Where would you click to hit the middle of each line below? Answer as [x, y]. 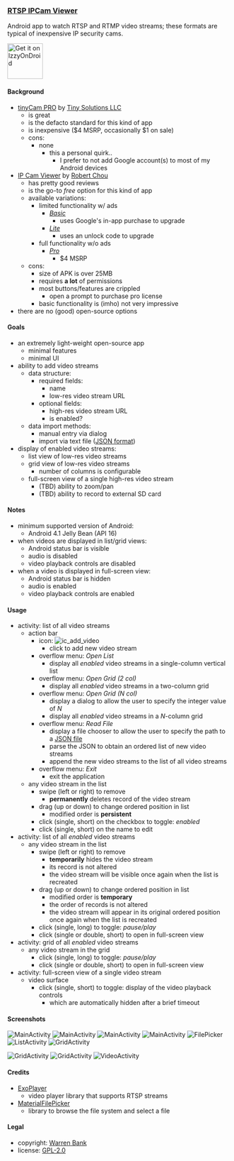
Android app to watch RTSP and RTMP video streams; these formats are [112, 26]
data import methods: [59, 426]
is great [39, 115]
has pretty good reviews [63, 182]
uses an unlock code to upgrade [107, 236]
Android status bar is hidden [69, 578]
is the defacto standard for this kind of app [90, 122]
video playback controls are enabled [81, 593]
